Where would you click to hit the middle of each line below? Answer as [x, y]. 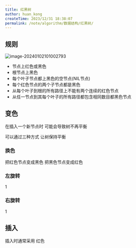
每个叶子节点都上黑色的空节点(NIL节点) [51, 79]
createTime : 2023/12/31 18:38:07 [39, 19]
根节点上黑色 [25, 72]
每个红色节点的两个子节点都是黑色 [46, 85]
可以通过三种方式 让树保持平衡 [35, 137]
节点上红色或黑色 [29, 66]
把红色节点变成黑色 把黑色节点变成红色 [44, 162]
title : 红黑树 [18, 10]
